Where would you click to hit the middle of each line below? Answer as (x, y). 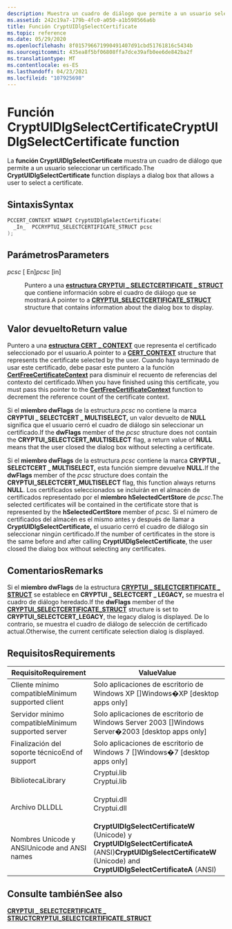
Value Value (157, 673)
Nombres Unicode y (43, 839)
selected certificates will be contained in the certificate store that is (103, 505)
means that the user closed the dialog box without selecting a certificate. (111, 447)
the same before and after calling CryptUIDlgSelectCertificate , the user (110, 541)
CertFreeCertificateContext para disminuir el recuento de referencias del (112, 375)
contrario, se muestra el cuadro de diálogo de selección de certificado (107, 624)
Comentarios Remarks (55, 571)
